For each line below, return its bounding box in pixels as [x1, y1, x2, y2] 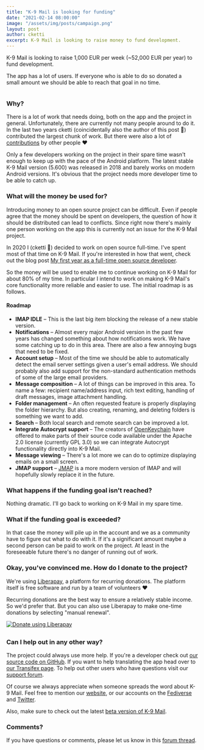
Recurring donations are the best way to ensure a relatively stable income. [6, 596, 193, 603]
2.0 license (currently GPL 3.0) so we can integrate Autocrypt [15, 438, 169, 446]
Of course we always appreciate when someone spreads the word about [6, 683, 189, 690]
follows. [6, 288, 26, 295]
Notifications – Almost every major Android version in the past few [15, 328, 183, 335]
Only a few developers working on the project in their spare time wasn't [6, 151, 186, 159]
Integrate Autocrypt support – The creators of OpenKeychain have [15, 425, 185, 433]
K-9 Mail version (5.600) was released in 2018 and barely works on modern [6, 164, 195, 171]
